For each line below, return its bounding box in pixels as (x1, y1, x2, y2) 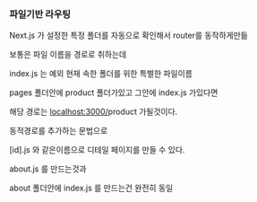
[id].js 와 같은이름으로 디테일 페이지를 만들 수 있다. (9, 145, 185, 155)
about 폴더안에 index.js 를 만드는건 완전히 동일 (9, 182, 174, 194)
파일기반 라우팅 (9, 7, 72, 20)
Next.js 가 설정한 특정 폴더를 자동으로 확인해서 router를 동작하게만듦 (9, 30, 248, 41)
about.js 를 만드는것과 (9, 163, 87, 174)
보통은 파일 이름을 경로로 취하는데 (9, 49, 127, 60)
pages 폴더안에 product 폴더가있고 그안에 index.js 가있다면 (9, 87, 218, 98)
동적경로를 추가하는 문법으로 (9, 126, 108, 136)
